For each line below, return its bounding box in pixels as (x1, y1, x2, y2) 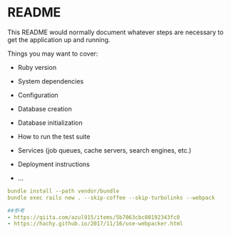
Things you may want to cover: (7, 49, 98, 58)
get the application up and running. (7, 35, 111, 44)
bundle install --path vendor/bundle (7, 187, 120, 195)
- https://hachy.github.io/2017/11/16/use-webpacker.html (7, 220, 183, 228)
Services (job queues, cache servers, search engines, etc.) (17, 146, 192, 154)
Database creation (17, 104, 73, 113)
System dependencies (17, 76, 84, 86)
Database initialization (17, 118, 83, 127)
